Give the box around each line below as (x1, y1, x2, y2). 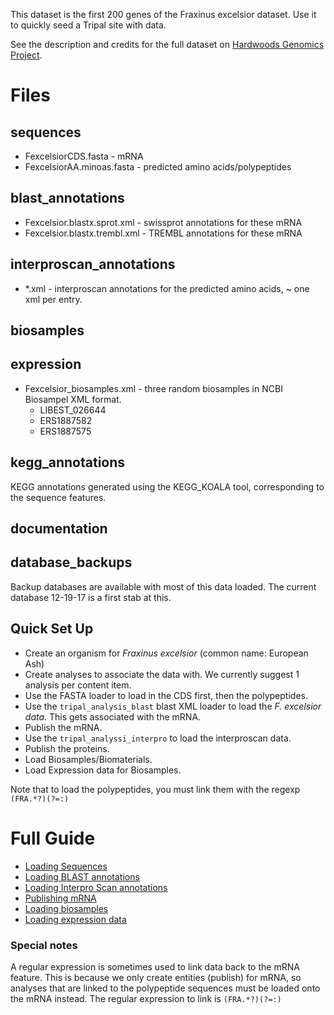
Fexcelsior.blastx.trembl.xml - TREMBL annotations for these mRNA (24, 227, 303, 239)
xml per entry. (24, 293, 83, 305)
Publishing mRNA (24, 892, 97, 904)
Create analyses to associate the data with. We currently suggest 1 (24, 668, 300, 680)
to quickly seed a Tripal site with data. (10, 19, 167, 31)
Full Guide (10, 827, 96, 849)
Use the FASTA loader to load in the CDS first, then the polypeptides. (24, 689, 308, 701)
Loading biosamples (24, 902, 109, 914)
